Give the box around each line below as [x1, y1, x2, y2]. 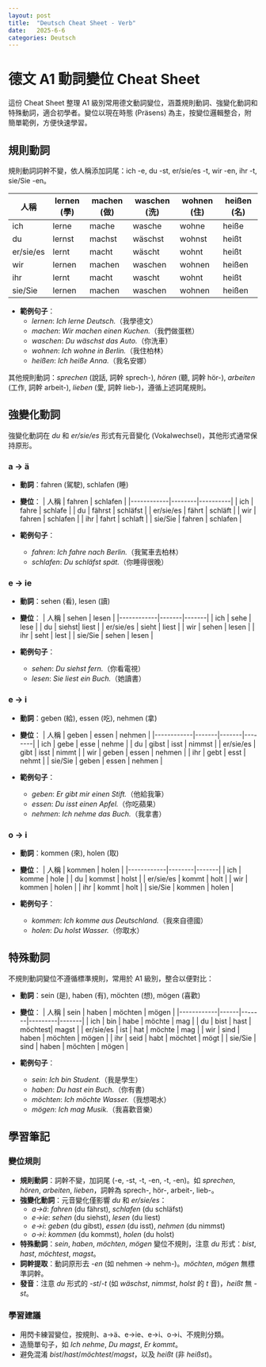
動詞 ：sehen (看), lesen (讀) [19, 597, 111, 606]
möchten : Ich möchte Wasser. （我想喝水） [31, 1094, 171, 1104]
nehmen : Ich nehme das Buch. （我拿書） [31, 808, 166, 818]
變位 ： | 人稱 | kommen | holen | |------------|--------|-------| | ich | [19, 866, 241, 874]
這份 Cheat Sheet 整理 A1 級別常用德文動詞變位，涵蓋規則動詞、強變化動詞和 [8, 98, 258, 108]
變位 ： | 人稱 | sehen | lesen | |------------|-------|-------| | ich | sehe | [19, 613, 252, 623]
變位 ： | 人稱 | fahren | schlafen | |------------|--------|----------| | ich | [19, 497, 254, 506]
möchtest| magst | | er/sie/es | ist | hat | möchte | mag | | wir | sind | [19, 1024, 240, 1034]
